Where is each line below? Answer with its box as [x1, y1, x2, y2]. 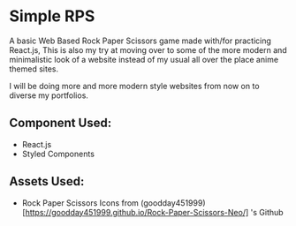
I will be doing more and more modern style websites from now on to [9, 80, 260, 91]
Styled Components [21, 148, 95, 159]
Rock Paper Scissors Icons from [21, 197, 140, 208]
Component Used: [9, 116, 112, 131]
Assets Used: [9, 174, 85, 189]
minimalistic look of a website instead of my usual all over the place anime [9, 54, 279, 64]
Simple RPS [9, 6, 95, 26]
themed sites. [9, 64, 59, 74]
